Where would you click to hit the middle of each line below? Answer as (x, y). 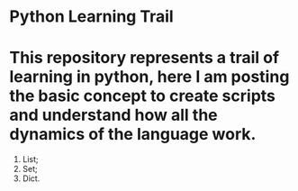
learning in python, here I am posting (149, 77)
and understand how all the (113, 115)
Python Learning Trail (91, 17)
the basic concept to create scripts (143, 96)
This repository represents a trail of (144, 58)
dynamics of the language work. (133, 135)
